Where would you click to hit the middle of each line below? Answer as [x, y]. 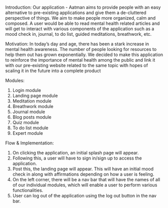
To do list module [30, 128]
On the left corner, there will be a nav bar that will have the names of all [86, 179]
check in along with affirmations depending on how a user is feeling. [83, 174]
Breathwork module [33, 106]
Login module [27, 90]
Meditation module [32, 101]
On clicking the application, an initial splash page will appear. [76, 153]
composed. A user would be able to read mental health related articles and [82, 23]
